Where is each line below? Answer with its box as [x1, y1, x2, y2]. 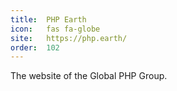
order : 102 [10, 42, 60, 53]
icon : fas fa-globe [10, 24, 101, 34]
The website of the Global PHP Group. [10, 70, 168, 82]
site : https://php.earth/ [10, 33, 128, 43]
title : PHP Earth [10, 14, 87, 25]
